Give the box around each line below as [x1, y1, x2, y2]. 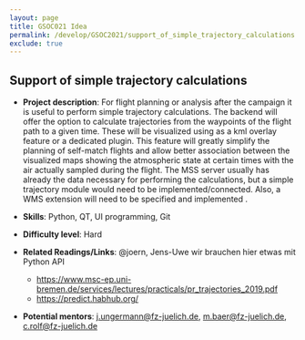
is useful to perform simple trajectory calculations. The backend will [22, 107, 278, 118]
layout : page [9, 13, 59, 23]
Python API [22, 256, 66, 267]
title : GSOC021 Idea [9, 22, 88, 31]
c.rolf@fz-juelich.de [22, 321, 98, 332]
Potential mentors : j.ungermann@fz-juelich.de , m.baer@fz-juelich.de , [22, 311, 287, 322]
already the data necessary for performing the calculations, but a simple [22, 174, 294, 185]
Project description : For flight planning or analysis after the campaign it [22, 97, 293, 108]
